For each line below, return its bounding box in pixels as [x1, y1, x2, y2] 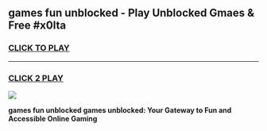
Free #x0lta [8, 19, 66, 33]
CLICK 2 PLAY [8, 72, 64, 83]
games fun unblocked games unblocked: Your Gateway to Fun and [8, 105, 232, 114]
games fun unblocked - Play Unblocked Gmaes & [8, 6, 255, 20]
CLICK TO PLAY [8, 43, 70, 54]
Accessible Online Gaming [8, 114, 98, 123]
